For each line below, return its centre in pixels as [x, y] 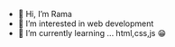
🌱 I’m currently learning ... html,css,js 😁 [92, 33]
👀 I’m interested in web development [86, 23]
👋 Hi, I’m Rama [45, 14]
